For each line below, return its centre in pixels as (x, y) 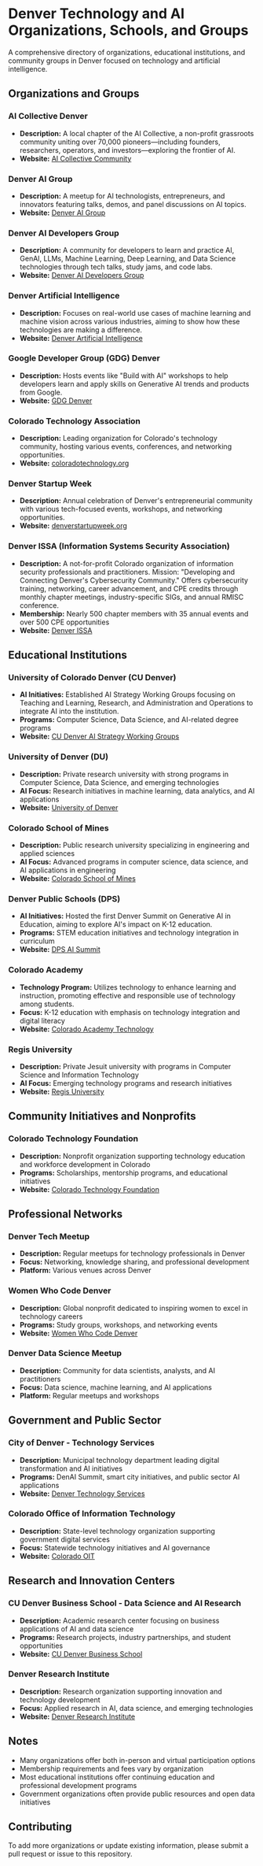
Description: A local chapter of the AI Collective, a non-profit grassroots (137, 133)
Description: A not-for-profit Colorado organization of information (126, 563)
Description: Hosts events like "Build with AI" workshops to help (124, 376)
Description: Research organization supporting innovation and (121, 1691)
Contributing (40, 1827)
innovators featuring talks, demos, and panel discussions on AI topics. (133, 204)
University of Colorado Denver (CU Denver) (92, 678)
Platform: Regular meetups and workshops (89, 1395)
